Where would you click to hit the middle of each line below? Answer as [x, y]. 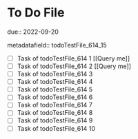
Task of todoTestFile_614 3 [55, 74]
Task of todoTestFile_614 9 [55, 120]
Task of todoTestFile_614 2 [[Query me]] [74, 66]
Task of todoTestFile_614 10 [56, 128]
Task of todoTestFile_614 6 [55, 97]
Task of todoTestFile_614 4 [55, 82]
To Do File [36, 13]
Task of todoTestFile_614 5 [55, 89]
